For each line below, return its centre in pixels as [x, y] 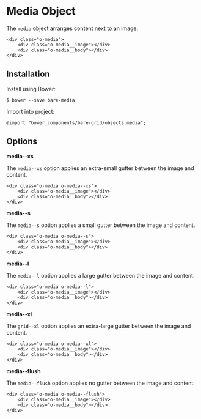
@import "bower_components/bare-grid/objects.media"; [76, 123]
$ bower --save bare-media [41, 100]
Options [22, 142]
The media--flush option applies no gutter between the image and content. [101, 383]
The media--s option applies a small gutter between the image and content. [101, 225]
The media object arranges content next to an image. [72, 28]
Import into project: [31, 111]
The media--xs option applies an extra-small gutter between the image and [100, 168]
